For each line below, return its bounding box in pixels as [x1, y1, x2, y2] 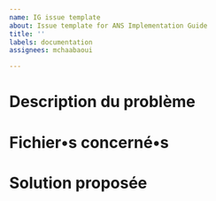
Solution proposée [9, 173, 148, 193]
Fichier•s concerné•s [9, 132, 170, 152]
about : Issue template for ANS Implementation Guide [9, 21, 208, 30]
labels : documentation [9, 37, 93, 47]
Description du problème [9, 92, 197, 112]
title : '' [9, 29, 46, 38]
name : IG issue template [9, 12, 101, 22]
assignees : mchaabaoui [9, 46, 93, 55]
